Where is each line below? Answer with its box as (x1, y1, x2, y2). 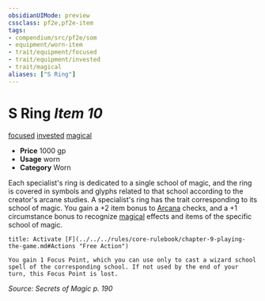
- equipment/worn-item (8, 41, 83, 49)
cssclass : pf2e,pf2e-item (8, 19, 93, 27)
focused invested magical (8, 130, 93, 140)
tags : (8, 26, 26, 34)
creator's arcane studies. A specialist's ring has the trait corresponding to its (8, 194, 258, 204)
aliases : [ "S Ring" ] (8, 70, 77, 78)
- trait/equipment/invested (8, 56, 101, 64)
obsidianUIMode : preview (8, 11, 90, 20)
